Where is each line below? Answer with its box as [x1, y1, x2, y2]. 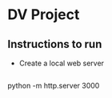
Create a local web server [18, 58, 105, 68]
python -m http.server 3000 [7, 81, 100, 90]
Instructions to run [7, 37, 102, 51]
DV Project [7, 6, 80, 24]
